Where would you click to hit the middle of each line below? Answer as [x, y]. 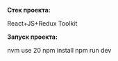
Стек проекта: [29, 10]
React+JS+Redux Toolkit [42, 23]
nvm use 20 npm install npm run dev [59, 50]
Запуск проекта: [32, 37]
